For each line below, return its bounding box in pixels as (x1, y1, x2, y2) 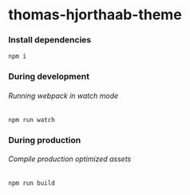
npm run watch (8, 116, 56, 124)
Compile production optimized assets (8, 154, 132, 164)
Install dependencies (8, 35, 92, 46)
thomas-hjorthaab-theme (8, 6, 182, 24)
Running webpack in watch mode (8, 91, 119, 100)
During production (8, 134, 81, 145)
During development (8, 71, 90, 82)
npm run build (8, 179, 56, 187)
